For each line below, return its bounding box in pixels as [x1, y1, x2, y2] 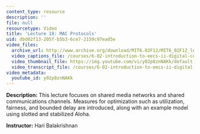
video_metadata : [6, 70, 46, 76]
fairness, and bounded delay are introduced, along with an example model [6, 104, 189, 111]
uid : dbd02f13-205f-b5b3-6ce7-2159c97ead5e [6, 36, 116, 42]
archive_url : [11, 48, 44, 54]
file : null [6, 20, 33, 26]
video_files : [6, 42, 39, 48]
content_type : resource [6, 8, 65, 15]
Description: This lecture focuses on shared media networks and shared [6, 92, 185, 99]
